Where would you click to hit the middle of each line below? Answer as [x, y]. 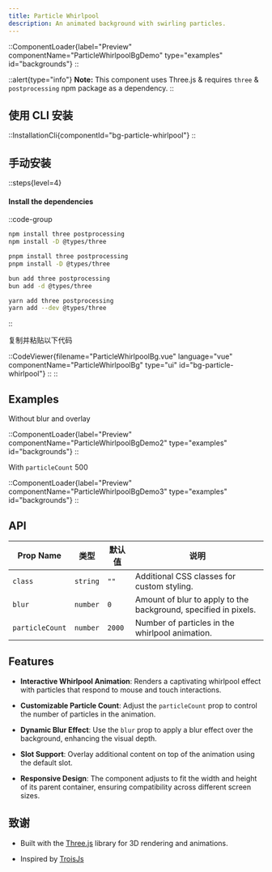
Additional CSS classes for [185, 576]
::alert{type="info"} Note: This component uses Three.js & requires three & [134, 79]
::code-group [30, 219]
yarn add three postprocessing [61, 300]
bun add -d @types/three [50, 286]
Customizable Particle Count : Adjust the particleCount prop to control [138, 705]
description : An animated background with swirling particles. [117, 23]
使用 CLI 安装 [41, 115]
